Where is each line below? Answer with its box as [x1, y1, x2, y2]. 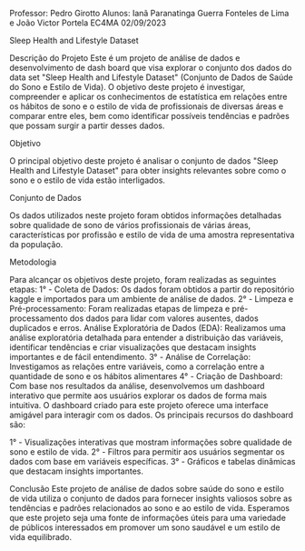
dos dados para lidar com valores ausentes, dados [69, 313, 259, 324]
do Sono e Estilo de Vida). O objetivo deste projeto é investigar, [9, 82, 246, 92]
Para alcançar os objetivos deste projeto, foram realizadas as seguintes [9, 275, 277, 285]
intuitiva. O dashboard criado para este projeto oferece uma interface [9, 400, 270, 410]
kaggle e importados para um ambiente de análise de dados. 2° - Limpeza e [9, 294, 293, 304]
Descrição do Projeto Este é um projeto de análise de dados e [9, 53, 241, 63]
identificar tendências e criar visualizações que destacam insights [9, 342, 257, 353]
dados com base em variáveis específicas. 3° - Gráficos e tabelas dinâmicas [9, 456, 296, 466]
